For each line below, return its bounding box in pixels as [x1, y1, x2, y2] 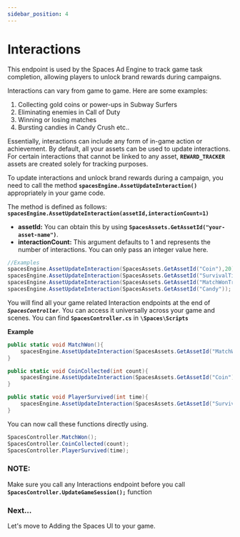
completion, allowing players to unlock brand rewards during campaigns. [7, 72, 222, 81]
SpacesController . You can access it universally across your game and [7, 306, 216, 314]
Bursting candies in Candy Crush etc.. [17, 123, 130, 131]
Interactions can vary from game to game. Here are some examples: [7, 86, 209, 95]
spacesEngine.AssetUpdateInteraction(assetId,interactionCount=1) [7, 210, 209, 217]
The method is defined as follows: [7, 202, 107, 211]
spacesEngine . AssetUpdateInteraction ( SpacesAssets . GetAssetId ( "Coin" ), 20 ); [7, 266, 238, 273]
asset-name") [17, 231, 57, 239]
